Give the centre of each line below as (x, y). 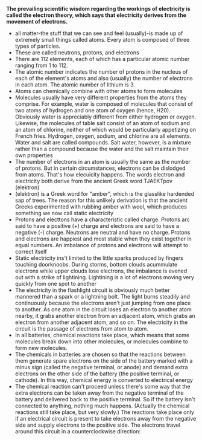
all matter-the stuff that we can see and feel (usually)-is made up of (99, 33)
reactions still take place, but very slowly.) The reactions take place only (105, 412)
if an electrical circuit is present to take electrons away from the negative (106, 419)
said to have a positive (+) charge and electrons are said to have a (97, 226)
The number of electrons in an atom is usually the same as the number (103, 162)
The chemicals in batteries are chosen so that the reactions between (100, 354)
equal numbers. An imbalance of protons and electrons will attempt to (102, 245)
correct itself (31, 251)
